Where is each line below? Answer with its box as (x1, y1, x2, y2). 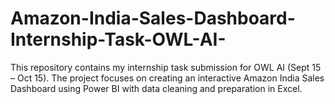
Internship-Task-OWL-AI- (10, 28, 227, 51)
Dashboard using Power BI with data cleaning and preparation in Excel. (10, 82, 303, 94)
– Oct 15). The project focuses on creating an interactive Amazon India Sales (10, 72, 325, 84)
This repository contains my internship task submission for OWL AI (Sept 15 (10, 61, 322, 73)
